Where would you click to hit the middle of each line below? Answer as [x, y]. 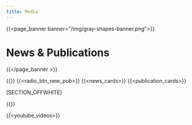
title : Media [22, 12]
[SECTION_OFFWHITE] [34, 92]
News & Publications [58, 53]
